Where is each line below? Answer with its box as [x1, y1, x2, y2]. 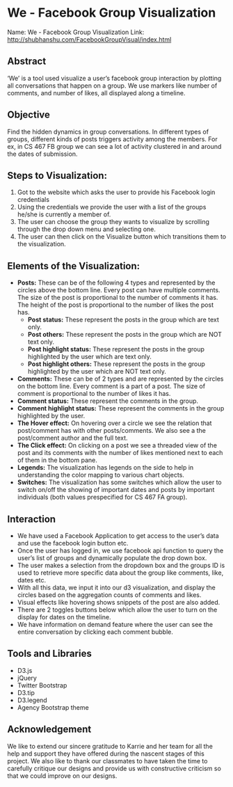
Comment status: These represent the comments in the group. [17, 397, 199, 405]
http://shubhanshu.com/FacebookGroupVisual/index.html [7, 35, 172, 43]
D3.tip [17, 688, 35, 697]
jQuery [17, 674, 37, 682]
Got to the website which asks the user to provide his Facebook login [17, 188, 216, 196]
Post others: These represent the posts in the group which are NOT [27, 331, 223, 339]
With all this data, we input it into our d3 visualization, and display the [17, 583, 216, 591]
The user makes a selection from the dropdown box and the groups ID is [17, 562, 225, 569]
